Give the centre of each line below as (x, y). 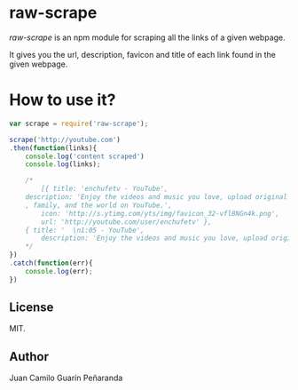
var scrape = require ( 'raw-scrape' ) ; (79, 123)
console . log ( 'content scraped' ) (85, 156)
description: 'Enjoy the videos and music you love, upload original (157, 197)
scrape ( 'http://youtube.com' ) (65, 139)
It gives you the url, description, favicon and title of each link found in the (143, 54)
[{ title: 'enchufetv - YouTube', (105, 189)
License (31, 308)
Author (29, 357)
